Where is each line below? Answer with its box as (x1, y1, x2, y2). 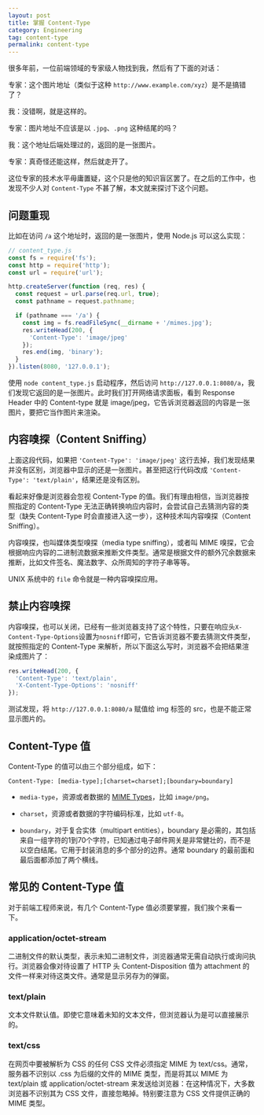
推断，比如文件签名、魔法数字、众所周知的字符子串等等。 (8, 557, 194, 567)
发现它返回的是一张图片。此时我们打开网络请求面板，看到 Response (14, 388, 236, 397)
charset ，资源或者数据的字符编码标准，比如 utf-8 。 (19, 809, 189, 818)
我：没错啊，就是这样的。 (8, 107, 91, 116)
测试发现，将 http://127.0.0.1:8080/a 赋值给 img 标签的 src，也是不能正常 (8, 704, 252, 714)
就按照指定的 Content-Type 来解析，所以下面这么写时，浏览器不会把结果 (8, 641, 243, 651)
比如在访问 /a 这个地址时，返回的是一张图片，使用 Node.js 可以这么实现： (8, 231, 247, 240)
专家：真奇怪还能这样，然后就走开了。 (8, 157, 132, 166)
